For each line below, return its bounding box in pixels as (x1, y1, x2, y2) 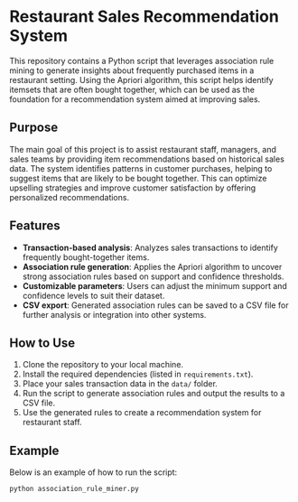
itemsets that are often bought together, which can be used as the (9, 84, 256, 95)
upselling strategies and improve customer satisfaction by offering (9, 182, 256, 193)
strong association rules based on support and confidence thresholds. (22, 271, 284, 282)
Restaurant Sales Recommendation (9, 6, 280, 27)
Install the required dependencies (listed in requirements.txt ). (22, 368, 254, 380)
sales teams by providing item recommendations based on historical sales (9, 153, 284, 164)
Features (9, 218, 61, 234)
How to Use (9, 335, 76, 350)
